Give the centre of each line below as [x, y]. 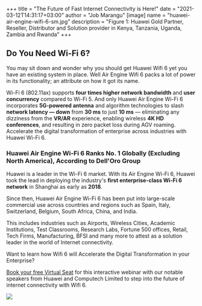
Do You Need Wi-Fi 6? [48, 54]
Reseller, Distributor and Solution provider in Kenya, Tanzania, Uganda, [94, 28]
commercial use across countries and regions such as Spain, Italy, [88, 205]
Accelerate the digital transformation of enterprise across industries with [96, 131]
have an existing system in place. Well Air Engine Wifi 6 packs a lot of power [101, 74]
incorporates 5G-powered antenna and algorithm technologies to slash [95, 105]
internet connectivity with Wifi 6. [47, 285]
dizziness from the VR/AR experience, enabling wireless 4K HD [85, 118]
